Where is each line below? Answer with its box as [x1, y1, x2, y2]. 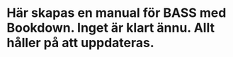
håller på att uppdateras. [6, 35, 155, 51]
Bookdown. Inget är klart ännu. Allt [6, 20, 215, 36]
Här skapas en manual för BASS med [6, 5, 227, 21]
